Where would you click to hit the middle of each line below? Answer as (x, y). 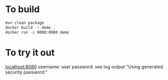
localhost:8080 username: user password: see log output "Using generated (84, 66)
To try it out (30, 52)
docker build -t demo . (30, 27)
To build (23, 9)
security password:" (26, 72)
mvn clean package (25, 23)
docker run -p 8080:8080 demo (37, 32)
